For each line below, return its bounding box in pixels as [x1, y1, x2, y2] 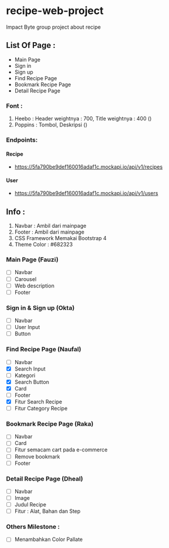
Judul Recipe [14, 501, 47, 508]
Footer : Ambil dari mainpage [14, 228, 85, 235]
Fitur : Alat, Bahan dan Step [14, 508, 81, 515]
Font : [6, 101, 23, 109]
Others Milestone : [6, 523, 60, 531]
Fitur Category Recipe [14, 405, 68, 412]
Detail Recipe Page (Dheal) [6, 474, 84, 482]
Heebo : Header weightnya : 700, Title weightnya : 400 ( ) [14, 115, 152, 122]
